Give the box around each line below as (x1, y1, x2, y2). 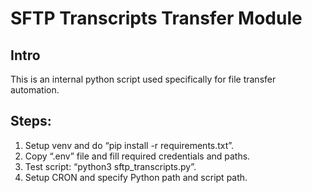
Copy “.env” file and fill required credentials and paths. (24, 150, 251, 162)
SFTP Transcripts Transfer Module (10, 7, 303, 30)
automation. (10, 84, 60, 96)
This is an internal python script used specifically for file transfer (10, 73, 277, 85)
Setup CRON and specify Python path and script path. (24, 171, 248, 183)
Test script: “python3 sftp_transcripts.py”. (24, 160, 197, 172)
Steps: (10, 113, 52, 130)
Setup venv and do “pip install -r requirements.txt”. (24, 139, 235, 151)
